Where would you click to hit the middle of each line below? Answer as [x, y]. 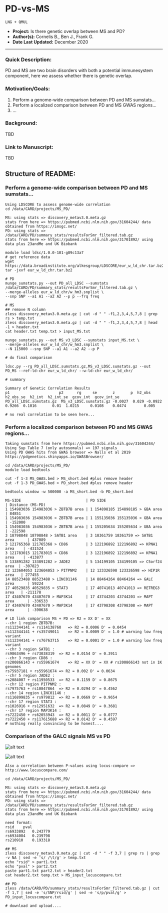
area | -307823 [22, 566]
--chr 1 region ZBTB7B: [30, 623]
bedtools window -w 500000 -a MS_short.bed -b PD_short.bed [69, 492]
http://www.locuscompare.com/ [37, 770]
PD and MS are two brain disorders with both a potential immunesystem [79, 70]
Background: [21, 123]
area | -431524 [24, 549]
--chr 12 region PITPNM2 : [33, 684]
